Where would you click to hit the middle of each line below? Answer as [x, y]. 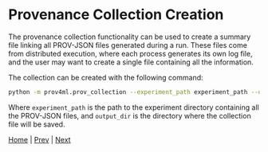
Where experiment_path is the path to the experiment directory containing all [134, 107]
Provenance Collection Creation [116, 15]
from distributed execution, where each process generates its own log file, [130, 53]
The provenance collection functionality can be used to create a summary [130, 37]
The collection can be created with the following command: [106, 77]
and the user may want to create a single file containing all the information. [131, 62]
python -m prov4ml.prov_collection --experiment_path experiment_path [128, 92]
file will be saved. [37, 124]
